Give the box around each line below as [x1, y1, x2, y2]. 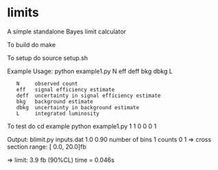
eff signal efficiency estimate [16, 86, 115, 93]
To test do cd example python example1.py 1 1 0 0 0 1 [7, 122, 157, 130]
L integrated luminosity [16, 110, 99, 117]
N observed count [16, 80, 78, 87]
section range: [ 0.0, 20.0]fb [7, 142, 87, 151]
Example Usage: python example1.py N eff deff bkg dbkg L [7, 67, 173, 75]
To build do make [7, 40, 56, 48]
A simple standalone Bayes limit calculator [7, 27, 127, 36]
